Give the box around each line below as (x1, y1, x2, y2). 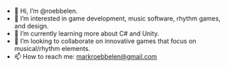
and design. (13, 22, 49, 30)
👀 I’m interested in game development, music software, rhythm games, (13, 14, 221, 23)
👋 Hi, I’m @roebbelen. (13, 7, 78, 15)
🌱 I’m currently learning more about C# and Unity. (13, 29, 160, 38)
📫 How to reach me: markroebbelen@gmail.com (13, 52, 157, 60)
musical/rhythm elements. (13, 45, 91, 52)
